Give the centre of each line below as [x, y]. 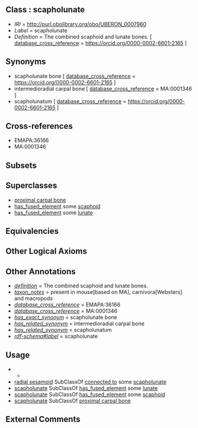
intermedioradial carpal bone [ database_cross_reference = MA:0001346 [103, 88]
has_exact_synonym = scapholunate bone [66, 318]
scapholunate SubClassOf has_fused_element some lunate [86, 388]
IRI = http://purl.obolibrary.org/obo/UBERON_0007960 [80, 24]
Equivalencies [32, 231]
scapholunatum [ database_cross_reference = [70, 101]
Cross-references [39, 126]
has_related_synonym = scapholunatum [63, 330]
